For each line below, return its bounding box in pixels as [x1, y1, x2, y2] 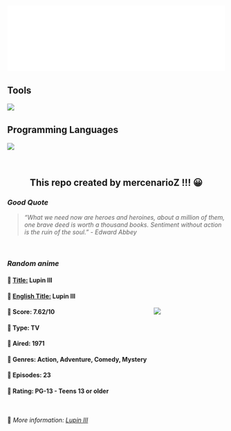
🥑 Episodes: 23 [7, 371, 51, 379]
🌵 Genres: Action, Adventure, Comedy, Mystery [7, 355, 147, 363]
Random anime [7, 258, 59, 268]
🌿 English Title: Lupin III [7, 292, 76, 300]
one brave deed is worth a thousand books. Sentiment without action [24, 220, 222, 229]
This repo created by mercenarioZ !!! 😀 [30, 177, 203, 188]
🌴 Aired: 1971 [7, 340, 45, 348]
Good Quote [7, 197, 48, 207]
